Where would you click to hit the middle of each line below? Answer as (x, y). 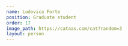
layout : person (25, 34)
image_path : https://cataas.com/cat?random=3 (64, 28)
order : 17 (19, 23)
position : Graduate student (41, 17)
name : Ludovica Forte (33, 12)
